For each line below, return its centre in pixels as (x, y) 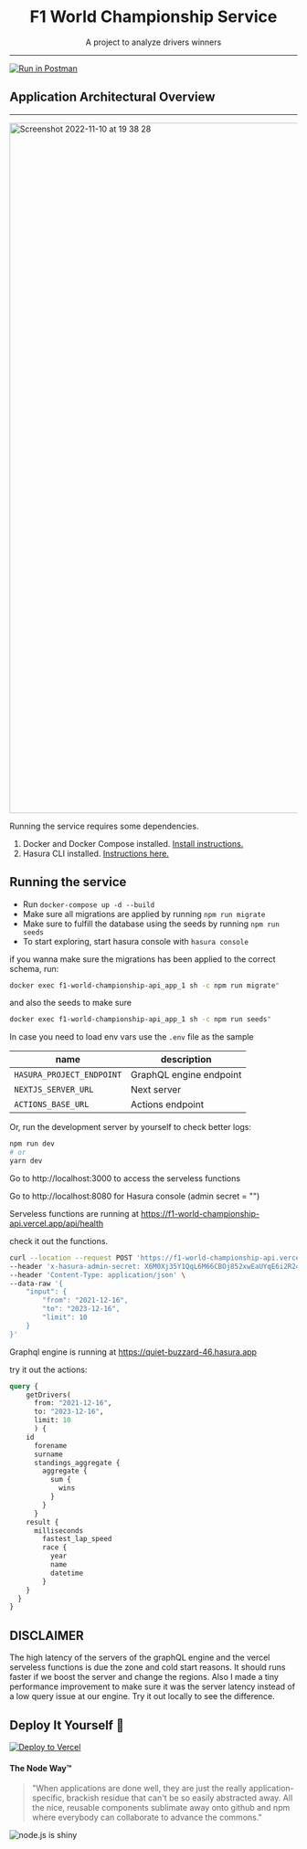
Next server (156, 1090)
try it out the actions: (48, 1369)
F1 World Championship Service (153, 17)
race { (55, 1548)
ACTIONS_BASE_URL (52, 1104)
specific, (48, 1798)
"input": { (47, 1292)
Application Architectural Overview (112, 97)
